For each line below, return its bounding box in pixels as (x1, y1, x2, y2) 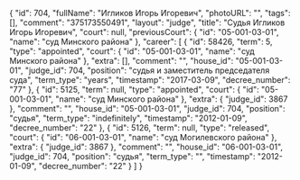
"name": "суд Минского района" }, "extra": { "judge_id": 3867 (55, 94, 288, 104)
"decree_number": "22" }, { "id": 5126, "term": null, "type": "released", (9, 122, 269, 133)
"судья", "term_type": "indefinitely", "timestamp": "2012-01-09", (9, 112, 248, 123)
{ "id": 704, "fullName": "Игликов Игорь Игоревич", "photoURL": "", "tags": (9, 8, 291, 18)
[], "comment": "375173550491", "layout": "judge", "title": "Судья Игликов (9, 17, 286, 28)
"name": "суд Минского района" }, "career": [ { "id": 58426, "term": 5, (9, 36, 273, 47)
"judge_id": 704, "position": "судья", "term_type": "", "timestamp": (9, 151, 256, 161)
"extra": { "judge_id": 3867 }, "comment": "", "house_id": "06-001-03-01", (9, 141, 283, 152)
